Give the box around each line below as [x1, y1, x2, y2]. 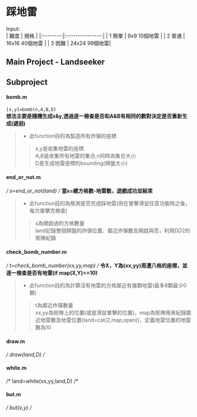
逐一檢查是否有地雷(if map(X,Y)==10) [6, 269, 98, 277]
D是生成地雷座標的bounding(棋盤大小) [35, 160, 128, 167]
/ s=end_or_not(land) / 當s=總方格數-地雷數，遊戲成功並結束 [6, 187, 153, 194]
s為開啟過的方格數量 [35, 220, 85, 227]
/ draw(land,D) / [6, 351, 45, 358]
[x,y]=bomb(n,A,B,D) [6, 107, 57, 112]
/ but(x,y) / [6, 404, 32, 411]
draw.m [6, 337, 25, 345]
